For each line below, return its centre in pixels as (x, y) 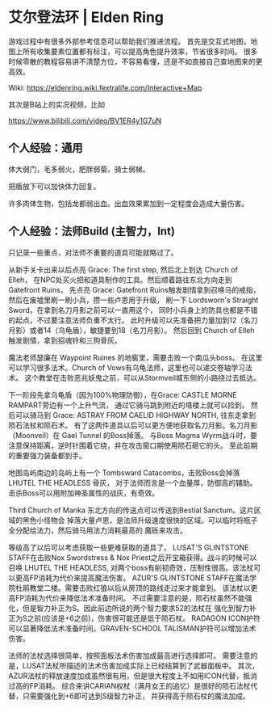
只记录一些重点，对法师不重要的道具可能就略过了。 (93, 252)
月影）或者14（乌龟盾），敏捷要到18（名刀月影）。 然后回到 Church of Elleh (132, 330)
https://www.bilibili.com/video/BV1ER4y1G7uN (85, 120)
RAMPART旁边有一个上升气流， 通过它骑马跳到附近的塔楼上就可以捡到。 (129, 405)
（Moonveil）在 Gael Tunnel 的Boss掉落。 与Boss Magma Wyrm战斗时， (129, 435)
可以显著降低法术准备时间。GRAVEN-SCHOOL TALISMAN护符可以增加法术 (132, 628)
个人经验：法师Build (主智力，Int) (92, 232)
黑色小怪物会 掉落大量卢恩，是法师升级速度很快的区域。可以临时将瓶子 (140, 520)
